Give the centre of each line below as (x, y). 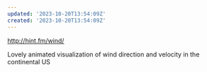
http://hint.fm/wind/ (36, 40)
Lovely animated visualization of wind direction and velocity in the (103, 54)
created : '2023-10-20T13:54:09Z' (57, 20)
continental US (29, 61)
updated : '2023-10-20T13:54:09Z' (57, 14)
